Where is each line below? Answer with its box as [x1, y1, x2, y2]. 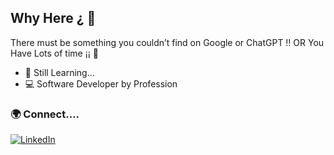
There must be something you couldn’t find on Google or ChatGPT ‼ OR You [10, 36, 325, 48]
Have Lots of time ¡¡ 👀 [10, 47, 99, 59]
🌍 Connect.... [10, 107, 80, 121]
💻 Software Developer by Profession [24, 77, 178, 90]
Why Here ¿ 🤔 [10, 10, 97, 27]
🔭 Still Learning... [24, 66, 95, 78]
